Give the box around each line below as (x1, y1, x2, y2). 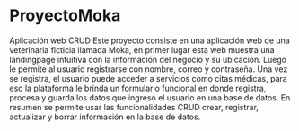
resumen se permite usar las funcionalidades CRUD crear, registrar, (9, 101, 259, 112)
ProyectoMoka (9, 5, 121, 26)
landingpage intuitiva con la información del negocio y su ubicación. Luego (9, 54, 287, 65)
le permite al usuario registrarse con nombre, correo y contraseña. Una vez (9, 64, 288, 74)
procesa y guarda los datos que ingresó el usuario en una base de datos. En (9, 92, 291, 103)
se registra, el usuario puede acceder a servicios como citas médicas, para (9, 73, 287, 83)
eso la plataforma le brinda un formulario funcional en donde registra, (9, 83, 267, 93)
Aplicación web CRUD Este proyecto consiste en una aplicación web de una (9, 35, 290, 46)
